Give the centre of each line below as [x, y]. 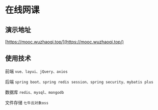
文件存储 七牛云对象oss [27, 102]
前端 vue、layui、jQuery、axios [36, 71]
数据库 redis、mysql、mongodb [35, 92]
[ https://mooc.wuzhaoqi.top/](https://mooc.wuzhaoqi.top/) [65, 42]
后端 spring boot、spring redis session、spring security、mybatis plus [79, 82]
